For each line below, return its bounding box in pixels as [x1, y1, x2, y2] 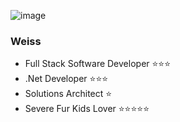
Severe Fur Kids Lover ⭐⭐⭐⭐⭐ [24, 103, 150, 115]
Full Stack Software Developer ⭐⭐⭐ [24, 58, 172, 70]
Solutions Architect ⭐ [24, 88, 113, 100]
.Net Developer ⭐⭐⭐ [24, 73, 109, 85]
